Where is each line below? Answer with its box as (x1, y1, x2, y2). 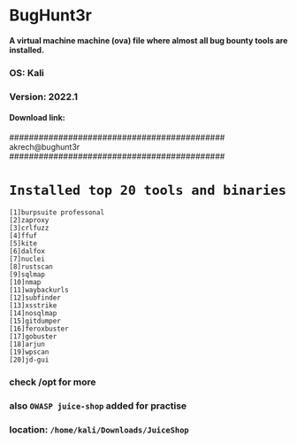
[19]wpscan (9, 347, 49, 356)
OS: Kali (9, 66, 44, 79)
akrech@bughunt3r (9, 141, 80, 152)
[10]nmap (9, 277, 42, 286)
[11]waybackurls (9, 285, 69, 294)
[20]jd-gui (9, 355, 49, 364)
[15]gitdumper (9, 316, 62, 325)
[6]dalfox (9, 246, 46, 255)
